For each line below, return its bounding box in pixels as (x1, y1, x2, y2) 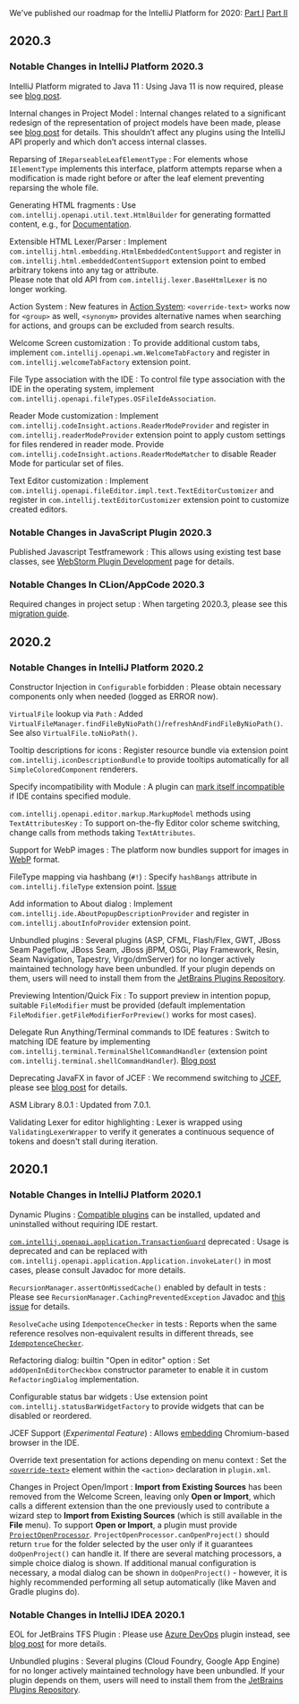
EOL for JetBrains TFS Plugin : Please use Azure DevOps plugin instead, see (9, 1629, 291, 1639)
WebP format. (9, 853, 61, 864)
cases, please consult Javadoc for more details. (9, 1264, 186, 1276)
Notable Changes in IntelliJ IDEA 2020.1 (9, 1608, 185, 1621)
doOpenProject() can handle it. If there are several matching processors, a (9, 1548, 282, 1559)
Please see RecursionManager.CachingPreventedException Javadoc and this (9, 1291, 286, 1302)
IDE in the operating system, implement (9, 383, 155, 394)
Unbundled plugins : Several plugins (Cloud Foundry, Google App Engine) (9, 1656, 280, 1666)
